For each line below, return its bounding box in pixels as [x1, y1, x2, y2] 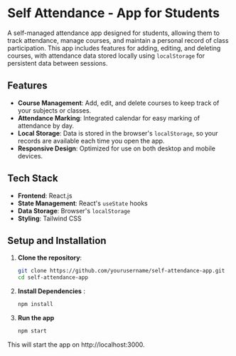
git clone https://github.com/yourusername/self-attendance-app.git [17, 268, 225, 275]
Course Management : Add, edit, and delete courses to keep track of [17, 98, 220, 107]
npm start [17, 327, 48, 335]
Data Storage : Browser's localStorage [17, 206, 131, 215]
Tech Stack [7, 173, 58, 185]
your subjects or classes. [17, 106, 92, 115]
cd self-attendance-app [17, 274, 89, 281]
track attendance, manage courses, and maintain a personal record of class [7, 36, 229, 44]
